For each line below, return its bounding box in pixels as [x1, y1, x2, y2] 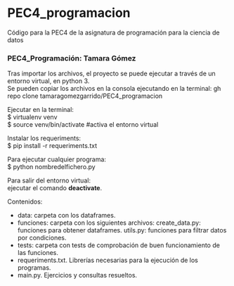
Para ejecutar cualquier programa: [7, 155, 107, 163]
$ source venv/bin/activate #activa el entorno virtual [7, 120, 159, 129]
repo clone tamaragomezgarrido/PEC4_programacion [7, 92, 163, 100]
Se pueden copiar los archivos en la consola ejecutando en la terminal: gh [7, 85, 221, 93]
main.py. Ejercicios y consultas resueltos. [17, 271, 138, 280]
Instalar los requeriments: [7, 134, 82, 142]
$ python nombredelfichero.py [7, 163, 96, 171]
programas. [17, 263, 51, 272]
